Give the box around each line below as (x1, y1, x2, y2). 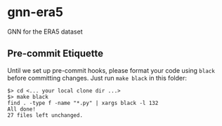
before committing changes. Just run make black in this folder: (7, 73, 188, 82)
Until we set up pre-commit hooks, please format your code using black (7, 66, 216, 74)
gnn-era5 (7, 4, 64, 20)
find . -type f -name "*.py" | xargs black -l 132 (7, 99, 159, 106)
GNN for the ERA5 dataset (7, 27, 83, 36)
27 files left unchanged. (7, 111, 83, 119)
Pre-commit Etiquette (7, 48, 104, 59)
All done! (7, 106, 37, 113)
